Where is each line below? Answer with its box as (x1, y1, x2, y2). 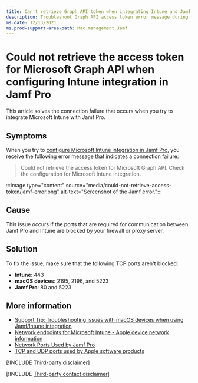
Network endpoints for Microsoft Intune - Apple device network (14, 329, 169, 336)
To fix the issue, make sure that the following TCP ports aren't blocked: (6, 260, 179, 267)
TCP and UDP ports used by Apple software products (14, 348, 144, 355)
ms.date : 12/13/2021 (6, 19, 57, 25)
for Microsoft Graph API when (6, 63, 155, 77)
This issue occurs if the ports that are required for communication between (6, 220, 189, 227)
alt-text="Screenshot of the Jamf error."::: (60, 188, 162, 195)
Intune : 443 (14, 271, 44, 278)
